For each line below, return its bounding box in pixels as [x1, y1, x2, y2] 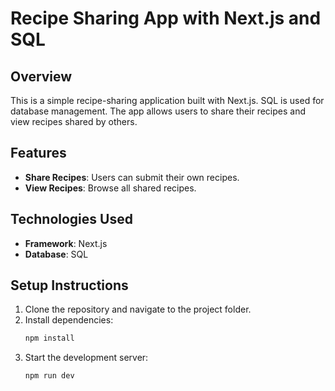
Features [10, 145, 67, 162]
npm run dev [24, 371, 75, 381]
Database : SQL [24, 248, 89, 260]
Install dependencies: [24, 314, 114, 326]
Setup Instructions [10, 277, 129, 294]
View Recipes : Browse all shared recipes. [24, 182, 197, 194]
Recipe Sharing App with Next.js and [10, 7, 322, 30]
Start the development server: [24, 352, 149, 364]
